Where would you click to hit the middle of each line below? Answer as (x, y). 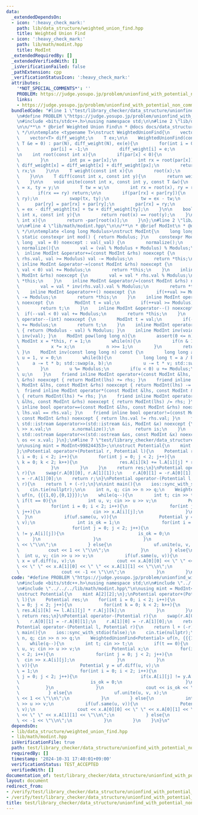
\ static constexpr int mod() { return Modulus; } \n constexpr (100, 237)
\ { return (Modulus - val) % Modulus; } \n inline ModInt (93, 330)
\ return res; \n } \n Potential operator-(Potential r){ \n (87, 616)
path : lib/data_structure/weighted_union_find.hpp (80, 28)
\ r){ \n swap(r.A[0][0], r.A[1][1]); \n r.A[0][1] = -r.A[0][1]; (105, 473)
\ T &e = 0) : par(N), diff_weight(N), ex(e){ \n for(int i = (103, 143)
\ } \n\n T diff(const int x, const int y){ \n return (100, 177)
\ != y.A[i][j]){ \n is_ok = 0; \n (93, 534)
